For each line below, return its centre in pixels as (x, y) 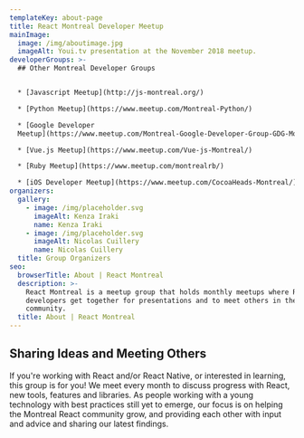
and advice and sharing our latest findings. (89, 424)
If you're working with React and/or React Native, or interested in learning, (148, 376)
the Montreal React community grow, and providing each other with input (146, 414)
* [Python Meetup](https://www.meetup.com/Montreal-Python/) (135, 109)
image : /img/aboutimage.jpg (71, 43)
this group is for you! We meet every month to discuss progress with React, (150, 385)
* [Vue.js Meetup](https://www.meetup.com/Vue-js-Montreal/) (135, 150)
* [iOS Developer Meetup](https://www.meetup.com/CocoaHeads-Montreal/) (157, 183)
